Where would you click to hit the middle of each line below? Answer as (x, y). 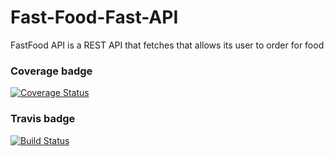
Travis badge (43, 119)
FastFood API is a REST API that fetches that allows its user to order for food (167, 45)
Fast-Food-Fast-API (94, 17)
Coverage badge (51, 71)
